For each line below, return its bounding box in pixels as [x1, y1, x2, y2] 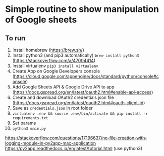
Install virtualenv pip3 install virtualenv [12, 63, 98, 69]
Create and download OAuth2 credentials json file [12, 94, 114, 100]
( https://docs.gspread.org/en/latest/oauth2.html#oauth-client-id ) [12, 100, 145, 105]
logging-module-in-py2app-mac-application [5, 140, 96, 146]
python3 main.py [12, 126, 46, 131]
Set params [12, 120, 36, 126]
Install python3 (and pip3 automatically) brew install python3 [12, 52, 139, 58]
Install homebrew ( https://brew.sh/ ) [12, 47, 84, 53]
